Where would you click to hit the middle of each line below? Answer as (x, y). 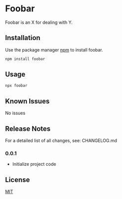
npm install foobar (25, 59)
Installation (23, 38)
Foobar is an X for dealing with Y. (39, 22)
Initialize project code (34, 164)
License (18, 179)
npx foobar (16, 86)
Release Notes (28, 128)
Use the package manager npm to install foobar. (54, 50)
